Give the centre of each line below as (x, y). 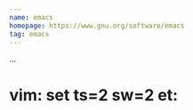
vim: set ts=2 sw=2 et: (94, 95)
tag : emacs (29, 34)
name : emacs (31, 17)
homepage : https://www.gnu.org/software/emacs (97, 26)
